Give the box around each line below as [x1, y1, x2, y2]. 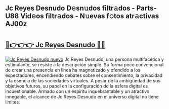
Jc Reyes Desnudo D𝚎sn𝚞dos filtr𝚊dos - [5, 4, 135, 13]
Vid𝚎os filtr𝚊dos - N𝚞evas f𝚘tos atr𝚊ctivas [20, 12, 159, 21]
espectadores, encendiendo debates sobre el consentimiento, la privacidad [5, 72, 163, 78]
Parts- [136, 4, 157, 13]
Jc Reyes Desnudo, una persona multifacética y [64, 56, 164, 62]
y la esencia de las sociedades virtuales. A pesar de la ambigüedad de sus [5, 78, 161, 83]
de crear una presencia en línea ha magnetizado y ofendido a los [5, 67, 141, 73]
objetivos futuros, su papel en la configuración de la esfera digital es [5, 83, 148, 89]
